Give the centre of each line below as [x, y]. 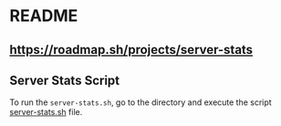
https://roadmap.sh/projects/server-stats [131, 50]
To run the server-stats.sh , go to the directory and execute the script [140, 102]
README [44, 16]
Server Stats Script [65, 80]
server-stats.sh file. [46, 112]
